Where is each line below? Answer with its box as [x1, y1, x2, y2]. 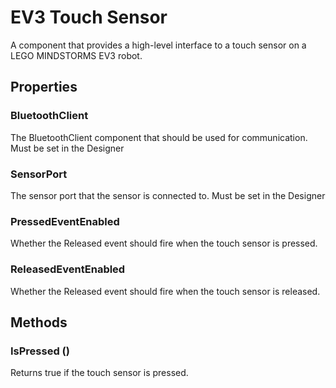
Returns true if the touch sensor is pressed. [10, 367, 189, 379]
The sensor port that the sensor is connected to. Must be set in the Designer [10, 189, 326, 201]
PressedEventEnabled [10, 214, 120, 228]
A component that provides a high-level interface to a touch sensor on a [10, 39, 307, 51]
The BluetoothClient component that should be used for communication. [10, 131, 308, 143]
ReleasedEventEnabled [10, 262, 126, 276]
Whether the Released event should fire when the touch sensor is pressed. [10, 237, 318, 250]
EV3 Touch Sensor [10, 6, 168, 29]
